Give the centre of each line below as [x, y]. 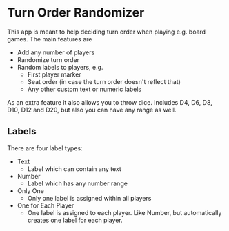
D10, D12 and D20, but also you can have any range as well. [92, 110]
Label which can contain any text [74, 169]
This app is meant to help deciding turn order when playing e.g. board [106, 32]
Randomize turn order [48, 59]
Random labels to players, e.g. [60, 67]
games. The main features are [50, 39]
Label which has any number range [77, 183]
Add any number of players [56, 52]
